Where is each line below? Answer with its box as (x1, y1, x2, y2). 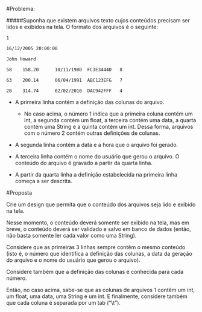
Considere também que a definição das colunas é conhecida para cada (6, 268, 184, 275)
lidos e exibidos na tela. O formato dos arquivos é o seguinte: (6, 24, 159, 30)
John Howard (6, 56, 36, 62)
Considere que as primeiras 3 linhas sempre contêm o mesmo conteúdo (6, 244, 186, 250)
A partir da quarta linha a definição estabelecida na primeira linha (14, 171, 178, 178)
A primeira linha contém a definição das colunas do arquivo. (14, 99, 165, 105)
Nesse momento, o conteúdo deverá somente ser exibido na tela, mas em (6, 219, 190, 226)
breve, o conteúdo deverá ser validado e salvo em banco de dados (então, (6, 226, 191, 232)
